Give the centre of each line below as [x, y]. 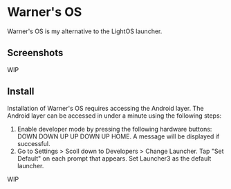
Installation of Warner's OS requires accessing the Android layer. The [105, 108]
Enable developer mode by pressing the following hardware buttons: [114, 129]
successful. [34, 143]
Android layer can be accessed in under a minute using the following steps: [114, 116]
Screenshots [35, 53]
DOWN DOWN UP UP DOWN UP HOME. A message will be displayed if [118, 136]
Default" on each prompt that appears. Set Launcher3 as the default [114, 158]
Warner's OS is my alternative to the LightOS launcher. [85, 31]
